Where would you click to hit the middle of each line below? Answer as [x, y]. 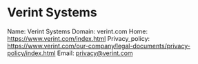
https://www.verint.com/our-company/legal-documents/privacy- [99, 46]
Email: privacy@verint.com [95, 53]
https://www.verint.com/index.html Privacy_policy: [79, 38]
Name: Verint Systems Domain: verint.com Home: [78, 31]
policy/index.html [31, 53]
